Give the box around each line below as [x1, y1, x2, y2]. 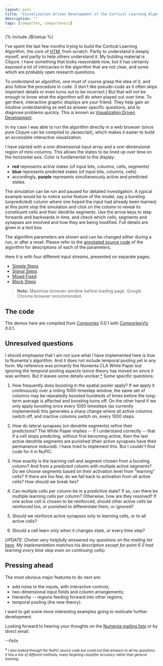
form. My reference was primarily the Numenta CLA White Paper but [5, 362, 142, 368]
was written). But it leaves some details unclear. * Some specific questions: [5, 373, 154, 379]
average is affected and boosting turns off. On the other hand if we [22, 398, 156, 404]
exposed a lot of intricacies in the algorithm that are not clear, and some [5, 64, 149, 70]
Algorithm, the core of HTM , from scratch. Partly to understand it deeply [5, 49, 149, 54]
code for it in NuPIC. [12, 448, 53, 454]
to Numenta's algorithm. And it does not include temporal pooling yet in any [5, 358, 156, 363]
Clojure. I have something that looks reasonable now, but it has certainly [5, 59, 149, 65]
